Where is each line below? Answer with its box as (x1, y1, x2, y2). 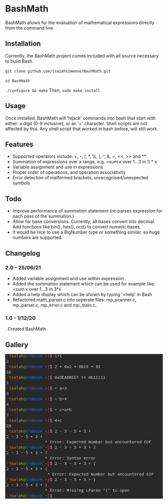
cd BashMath (5, 78, 30, 83)
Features (5, 140, 33, 148)
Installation (5, 40, 41, 48)
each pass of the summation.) (12, 213, 74, 219)
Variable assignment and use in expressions (12, 164, 103, 170)
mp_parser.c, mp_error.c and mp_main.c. (12, 302, 97, 308)
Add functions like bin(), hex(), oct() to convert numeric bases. (12, 224, 141, 230)
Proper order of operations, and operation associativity (12, 169, 126, 175)
